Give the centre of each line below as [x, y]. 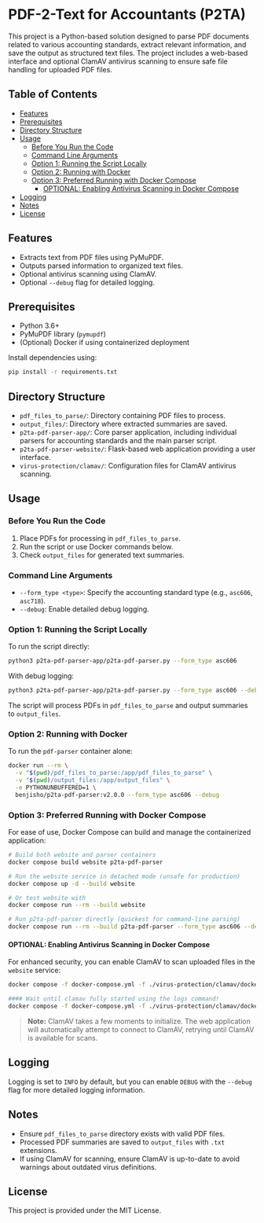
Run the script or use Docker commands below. [96, 546]
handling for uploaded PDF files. [60, 69]
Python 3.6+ [40, 326]
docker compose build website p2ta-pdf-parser [86, 862]
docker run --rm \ [38, 766]
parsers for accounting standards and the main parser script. [118, 441]
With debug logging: [41, 676]
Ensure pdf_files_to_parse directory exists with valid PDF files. [122, 1133]
